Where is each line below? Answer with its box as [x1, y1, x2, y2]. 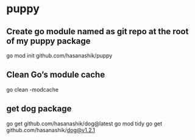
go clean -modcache [6, 86, 59, 93]
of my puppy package [6, 35, 91, 46]
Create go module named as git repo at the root [6, 26, 189, 37]
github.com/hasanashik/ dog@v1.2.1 [6, 126, 96, 133]
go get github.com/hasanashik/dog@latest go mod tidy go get [6, 120, 163, 127]
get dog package [6, 103, 72, 114]
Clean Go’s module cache [6, 70, 105, 80]
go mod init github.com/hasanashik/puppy [6, 52, 113, 59]
